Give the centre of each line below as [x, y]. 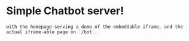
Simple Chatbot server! [65, 11]
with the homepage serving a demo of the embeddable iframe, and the [95, 27]
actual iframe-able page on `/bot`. [52, 32]
